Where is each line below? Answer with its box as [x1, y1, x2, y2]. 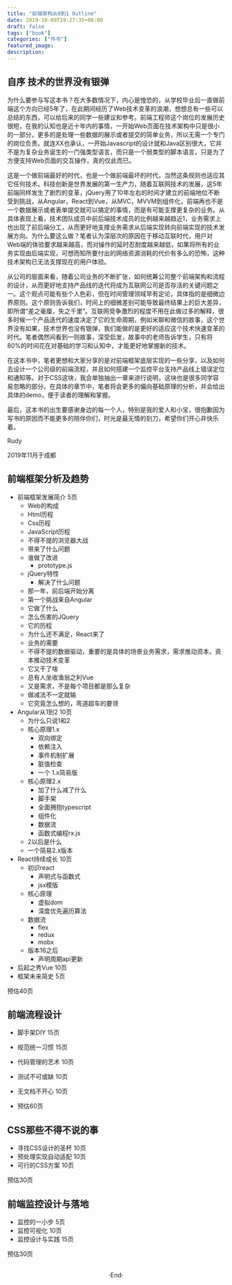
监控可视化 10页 [17, 1226, 62, 1234]
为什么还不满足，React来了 [27, 630, 105, 638]
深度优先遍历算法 [37, 906, 87, 915]
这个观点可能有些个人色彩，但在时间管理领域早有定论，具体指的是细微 [19, 289, 219, 298]
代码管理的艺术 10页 [17, 1058, 75, 1066]
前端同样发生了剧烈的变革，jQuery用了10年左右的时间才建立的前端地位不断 [7, 188, 220, 197]
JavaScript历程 [27, 527, 70, 536]
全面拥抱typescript [37, 803, 92, 811]
